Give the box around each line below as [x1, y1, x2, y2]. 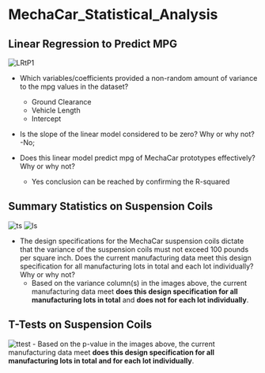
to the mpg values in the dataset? [19, 82, 129, 91]
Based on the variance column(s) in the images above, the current [31, 278, 248, 287]
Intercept [31, 114, 62, 124]
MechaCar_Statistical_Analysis [8, 6, 218, 24]
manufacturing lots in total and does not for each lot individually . [31, 295, 249, 304]
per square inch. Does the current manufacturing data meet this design [19, 253, 252, 262]
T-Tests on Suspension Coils [8, 318, 153, 332]
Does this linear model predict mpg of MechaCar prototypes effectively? [19, 153, 256, 162]
